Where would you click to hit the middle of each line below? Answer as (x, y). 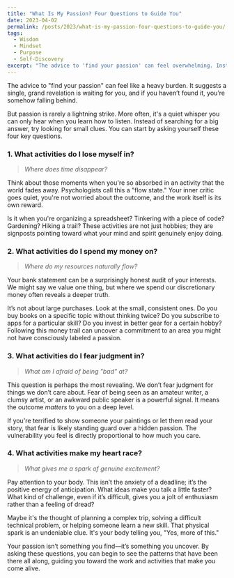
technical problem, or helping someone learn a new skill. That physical (108, 525)
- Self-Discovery (39, 59)
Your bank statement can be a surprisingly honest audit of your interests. (112, 280)
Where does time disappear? (66, 169)
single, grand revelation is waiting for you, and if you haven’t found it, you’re (116, 93)
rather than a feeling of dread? (51, 504)
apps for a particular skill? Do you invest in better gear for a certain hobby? (115, 323)
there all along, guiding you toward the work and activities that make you (111, 561)
